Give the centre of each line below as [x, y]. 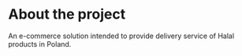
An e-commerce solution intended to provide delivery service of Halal [121, 36]
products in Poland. [40, 44]
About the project [67, 14]
